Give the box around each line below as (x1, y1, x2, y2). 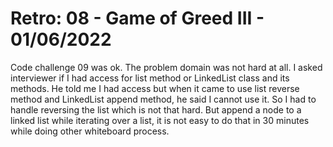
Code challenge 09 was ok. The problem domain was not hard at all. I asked (10, 61, 323, 73)
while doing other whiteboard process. (10, 125, 170, 137)
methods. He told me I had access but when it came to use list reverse (10, 82, 300, 94)
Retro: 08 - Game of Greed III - (10, 7, 265, 30)
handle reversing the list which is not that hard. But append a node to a (10, 103, 302, 116)
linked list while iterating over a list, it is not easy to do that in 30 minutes (10, 114, 310, 126)
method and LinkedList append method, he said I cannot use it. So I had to (10, 93, 317, 105)
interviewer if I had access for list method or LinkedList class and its (10, 72, 290, 84)
